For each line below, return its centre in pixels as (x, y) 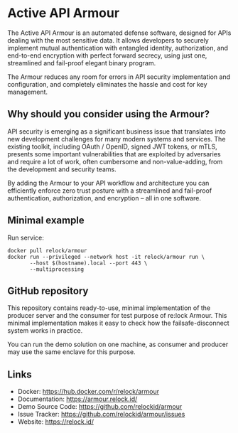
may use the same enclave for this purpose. (72, 352)
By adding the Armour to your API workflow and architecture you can (108, 183)
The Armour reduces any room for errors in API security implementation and (119, 77)
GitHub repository (48, 290)
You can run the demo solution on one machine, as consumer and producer (118, 344)
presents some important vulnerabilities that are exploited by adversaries (114, 154)
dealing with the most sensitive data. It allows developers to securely (108, 40)
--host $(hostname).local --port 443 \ (88, 263)
